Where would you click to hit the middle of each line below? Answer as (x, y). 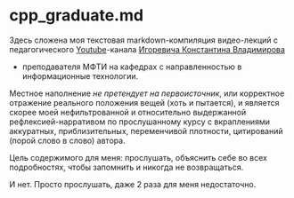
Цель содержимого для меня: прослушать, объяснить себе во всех (139, 157)
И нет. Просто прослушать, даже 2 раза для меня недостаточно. (133, 184)
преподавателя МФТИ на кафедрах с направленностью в (132, 67)
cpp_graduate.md (77, 16)
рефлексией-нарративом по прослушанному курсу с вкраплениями (139, 122)
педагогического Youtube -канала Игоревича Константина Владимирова (147, 49)
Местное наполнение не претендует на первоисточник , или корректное (147, 93)
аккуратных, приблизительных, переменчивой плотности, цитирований (146, 131)
